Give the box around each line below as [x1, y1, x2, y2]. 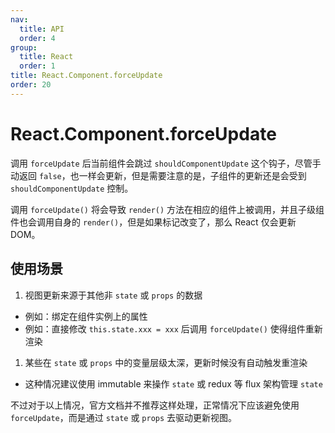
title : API [19, 24, 65, 34]
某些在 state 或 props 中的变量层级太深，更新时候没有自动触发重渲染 [24, 356, 308, 368]
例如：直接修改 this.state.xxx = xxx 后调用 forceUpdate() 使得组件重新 [24, 322, 323, 335]
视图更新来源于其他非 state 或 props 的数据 [24, 289, 203, 301]
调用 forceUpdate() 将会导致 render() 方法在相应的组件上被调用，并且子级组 [10, 203, 325, 215]
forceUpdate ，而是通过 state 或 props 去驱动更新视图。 [10, 411, 238, 423]
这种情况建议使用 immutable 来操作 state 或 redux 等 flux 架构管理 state [24, 377, 323, 390]
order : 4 [19, 33, 56, 43]
